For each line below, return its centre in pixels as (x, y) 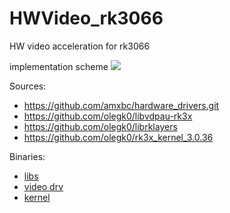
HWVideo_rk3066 (86, 18)
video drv (43, 186)
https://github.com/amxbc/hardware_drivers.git (121, 105)
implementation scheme (59, 66)
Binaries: (27, 156)
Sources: (28, 86)
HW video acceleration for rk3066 (80, 46)
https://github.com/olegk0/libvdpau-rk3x (108, 116)
